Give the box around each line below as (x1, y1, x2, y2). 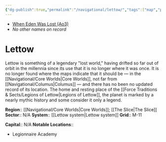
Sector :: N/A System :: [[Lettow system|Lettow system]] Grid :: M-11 (5, 112, 142, 118)
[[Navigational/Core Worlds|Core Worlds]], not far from (5, 75, 118, 82)
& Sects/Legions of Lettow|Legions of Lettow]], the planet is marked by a (5, 91, 154, 97)
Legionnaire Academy (12, 131, 57, 137)
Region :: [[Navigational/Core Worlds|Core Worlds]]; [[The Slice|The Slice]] (5, 106, 157, 112)
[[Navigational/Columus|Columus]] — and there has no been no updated (5, 81, 153, 87)
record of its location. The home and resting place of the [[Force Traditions (5, 86, 157, 92)
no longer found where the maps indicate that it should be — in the (5, 71, 141, 76)
